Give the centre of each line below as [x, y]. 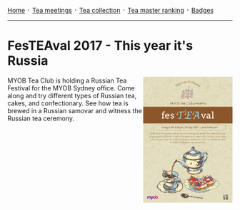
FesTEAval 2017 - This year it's [100, 46]
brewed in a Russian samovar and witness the [75, 110]
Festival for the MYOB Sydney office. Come [71, 88]
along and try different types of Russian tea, [72, 95]
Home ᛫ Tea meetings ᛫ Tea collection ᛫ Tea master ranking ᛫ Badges [111, 10]
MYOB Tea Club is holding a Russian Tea [67, 80]
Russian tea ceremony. [41, 118]
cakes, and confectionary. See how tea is [68, 103]
